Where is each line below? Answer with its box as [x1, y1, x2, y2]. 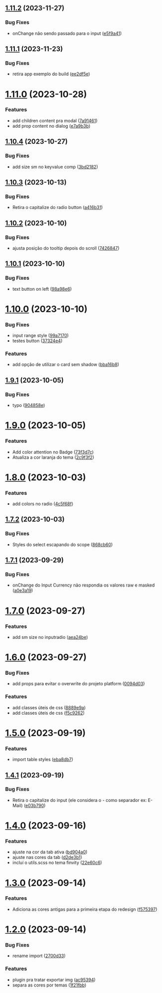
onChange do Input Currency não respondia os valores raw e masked [12, 582, 155, 588]
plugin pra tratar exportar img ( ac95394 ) [12, 977, 96, 983]
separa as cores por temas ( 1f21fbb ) [12, 982, 86, 988]
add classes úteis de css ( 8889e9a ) [12, 704, 86, 710]
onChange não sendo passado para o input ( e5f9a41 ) [12, 30, 122, 36]
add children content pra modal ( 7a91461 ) [12, 117, 98, 124]
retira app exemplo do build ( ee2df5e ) [12, 71, 90, 77]
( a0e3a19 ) [12, 588, 33, 594]
